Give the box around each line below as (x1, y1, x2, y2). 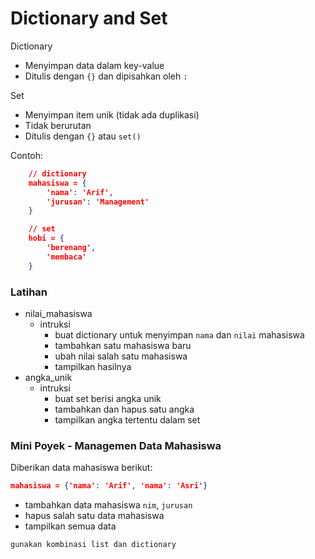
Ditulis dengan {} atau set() (24, 130, 142, 142)
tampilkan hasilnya (54, 360, 132, 372)
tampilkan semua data (24, 520, 117, 532)
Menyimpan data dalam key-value (24, 59, 165, 71)
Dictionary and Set (10, 7, 168, 30)
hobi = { (28, 233, 65, 244)
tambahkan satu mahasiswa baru (54, 339, 192, 351)
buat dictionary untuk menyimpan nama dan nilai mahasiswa (54, 328, 305, 341)
